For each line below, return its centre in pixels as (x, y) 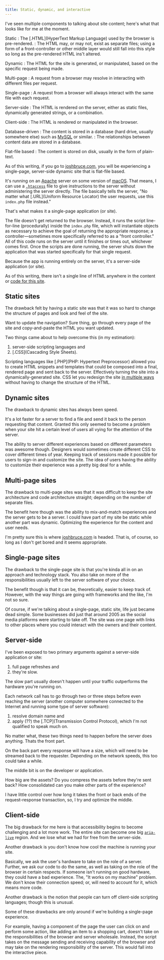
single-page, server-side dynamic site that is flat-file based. (65, 171)
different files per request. (31, 83)
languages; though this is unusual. (40, 902)
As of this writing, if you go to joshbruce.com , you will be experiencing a (78, 166)
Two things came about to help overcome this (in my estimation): (70, 338)
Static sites (22, 297)
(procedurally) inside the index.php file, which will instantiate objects (90, 226)
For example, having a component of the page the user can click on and (77, 926)
